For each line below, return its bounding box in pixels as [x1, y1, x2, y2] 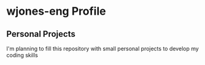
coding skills [6, 52, 38, 59]
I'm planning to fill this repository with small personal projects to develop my [6, 45, 199, 52]
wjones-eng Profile [6, 4, 106, 18]
